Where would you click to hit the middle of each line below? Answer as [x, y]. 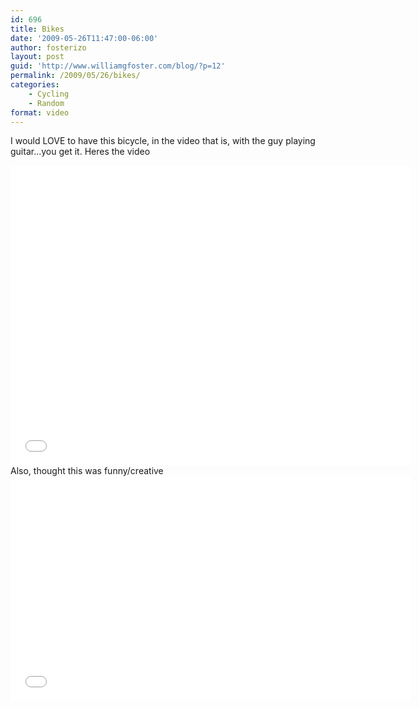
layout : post [37, 57]
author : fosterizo [48, 47]
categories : [35, 85]
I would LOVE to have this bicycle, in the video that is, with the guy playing [163, 141]
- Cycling [49, 94]
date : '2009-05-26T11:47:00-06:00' [84, 38]
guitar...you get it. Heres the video [80, 152]
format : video [40, 112]
